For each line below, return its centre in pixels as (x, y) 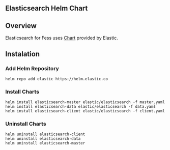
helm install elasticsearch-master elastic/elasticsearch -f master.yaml (85, 102)
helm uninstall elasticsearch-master (45, 143)
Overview (21, 26)
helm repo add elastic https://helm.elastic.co (57, 79)
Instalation (22, 54)
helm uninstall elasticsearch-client (45, 134)
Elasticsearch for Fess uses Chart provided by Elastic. (62, 38)
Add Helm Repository (32, 68)
